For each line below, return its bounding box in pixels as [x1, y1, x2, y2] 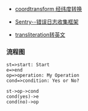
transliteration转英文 [14, 31, 66, 38]
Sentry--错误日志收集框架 [14, 18, 79, 25]
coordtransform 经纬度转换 [14, 5, 83, 12]
